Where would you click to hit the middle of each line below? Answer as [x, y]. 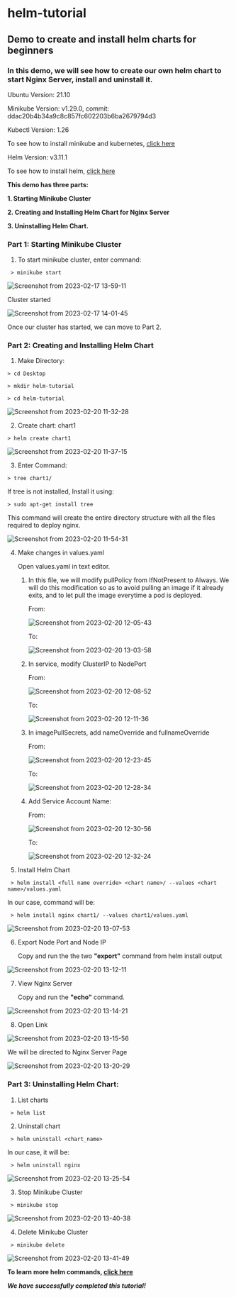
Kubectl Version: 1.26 [38, 130]
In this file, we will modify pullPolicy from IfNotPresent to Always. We [129, 580]
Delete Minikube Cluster [53, 1232]
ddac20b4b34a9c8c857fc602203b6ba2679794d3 [82, 116]
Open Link [33, 1025]
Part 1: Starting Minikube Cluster [64, 244]
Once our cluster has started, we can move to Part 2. [84, 327]
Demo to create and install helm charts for [102, 39]
